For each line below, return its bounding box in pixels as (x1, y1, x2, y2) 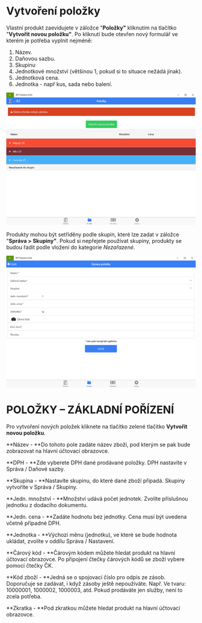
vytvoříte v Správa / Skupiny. (6, 483, 78, 491)
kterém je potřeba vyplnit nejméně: (6, 37, 93, 44)
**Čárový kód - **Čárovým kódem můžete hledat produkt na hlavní (6, 549, 176, 557)
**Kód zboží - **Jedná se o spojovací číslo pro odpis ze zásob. (6, 574, 166, 581)
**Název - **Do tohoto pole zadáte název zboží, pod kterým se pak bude (6, 441, 191, 449)
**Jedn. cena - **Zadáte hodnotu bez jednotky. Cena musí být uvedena (6, 513, 188, 521)
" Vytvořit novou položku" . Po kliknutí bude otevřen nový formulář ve (6, 30, 179, 37)
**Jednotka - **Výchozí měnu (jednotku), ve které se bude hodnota (6, 531, 177, 539)
